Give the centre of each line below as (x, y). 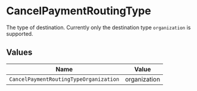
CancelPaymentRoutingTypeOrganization (64, 79)
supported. (20, 33)
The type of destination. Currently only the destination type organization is (98, 27)
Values (19, 53)
